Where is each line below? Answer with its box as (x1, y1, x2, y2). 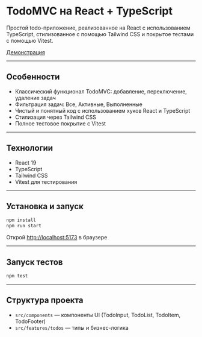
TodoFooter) (14, 318, 46, 325)
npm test (6, 272, 28, 279)
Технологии (6, 143, 53, 153)
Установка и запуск (6, 201, 84, 212)
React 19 (14, 159, 37, 166)
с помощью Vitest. (6, 37, 54, 44)
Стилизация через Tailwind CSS (14, 113, 96, 121)
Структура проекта (6, 295, 84, 306)
